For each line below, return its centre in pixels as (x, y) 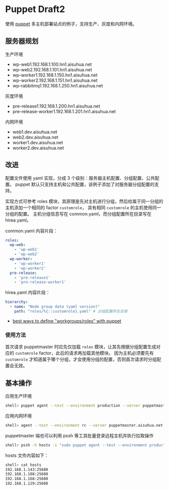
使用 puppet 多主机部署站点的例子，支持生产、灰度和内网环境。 (71, 24)
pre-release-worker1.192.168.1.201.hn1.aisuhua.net (64, 111)
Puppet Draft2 (35, 9)
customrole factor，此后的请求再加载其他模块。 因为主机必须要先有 (84, 353)
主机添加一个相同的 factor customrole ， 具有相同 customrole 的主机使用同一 (83, 208)
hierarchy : (17, 302)
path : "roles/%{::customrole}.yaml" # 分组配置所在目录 (71, 312)
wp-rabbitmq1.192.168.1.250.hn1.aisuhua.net (58, 85)
